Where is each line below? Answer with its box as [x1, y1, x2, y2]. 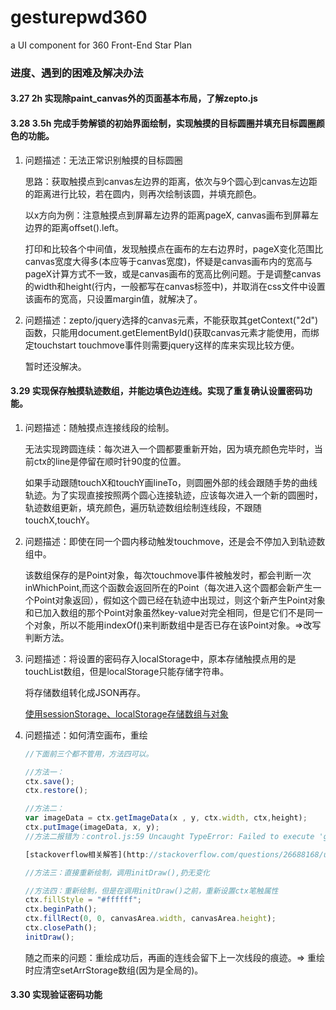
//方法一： [24, 767, 65, 777]
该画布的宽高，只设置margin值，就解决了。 [24, 292, 203, 305]
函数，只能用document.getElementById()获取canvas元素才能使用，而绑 [24, 326, 320, 338]
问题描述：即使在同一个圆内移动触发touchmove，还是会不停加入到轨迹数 [24, 535, 326, 547]
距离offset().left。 [51, 221, 124, 233]
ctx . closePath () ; [24, 923, 98, 933]
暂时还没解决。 [24, 360, 87, 372]
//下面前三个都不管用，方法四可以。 [24, 749, 154, 759]
